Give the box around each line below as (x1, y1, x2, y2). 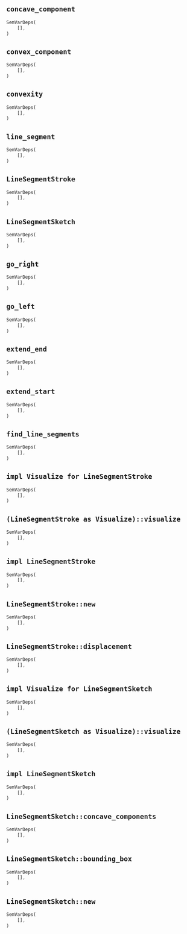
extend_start (6, 387, 55, 396)
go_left (6, 302, 35, 311)
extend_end (6, 345, 47, 353)
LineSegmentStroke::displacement (6, 642, 133, 650)
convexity (6, 90, 43, 99)
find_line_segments (6, 429, 80, 438)
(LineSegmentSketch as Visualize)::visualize (6, 727, 181, 736)
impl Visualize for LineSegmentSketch (6, 684, 153, 693)
